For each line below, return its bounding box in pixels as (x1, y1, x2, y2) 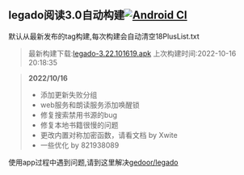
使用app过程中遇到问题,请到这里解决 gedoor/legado (8, 157, 179, 167)
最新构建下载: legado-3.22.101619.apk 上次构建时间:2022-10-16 (27, 48, 237, 58)
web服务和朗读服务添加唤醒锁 (40, 100, 140, 110)
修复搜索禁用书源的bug (40, 110, 118, 119)
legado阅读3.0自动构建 (8, 8, 125, 23)
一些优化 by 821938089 (40, 140, 120, 150)
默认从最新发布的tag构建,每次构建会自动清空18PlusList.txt (8, 31, 200, 41)
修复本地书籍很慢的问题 (40, 120, 119, 130)
